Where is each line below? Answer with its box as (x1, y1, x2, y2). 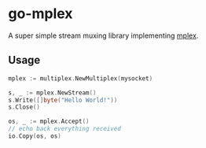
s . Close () (8, 103, 41, 111)
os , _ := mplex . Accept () (8, 117, 90, 126)
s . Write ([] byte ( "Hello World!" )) (8, 96, 118, 104)
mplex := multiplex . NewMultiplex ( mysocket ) (8, 74, 153, 83)
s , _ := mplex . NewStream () (8, 88, 97, 97)
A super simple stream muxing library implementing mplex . (8, 31, 199, 40)
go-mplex (8, 5, 73, 23)
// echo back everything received (8, 125, 122, 133)
